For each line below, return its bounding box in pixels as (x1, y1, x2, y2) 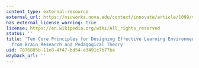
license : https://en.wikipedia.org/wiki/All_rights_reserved (6, 25, 161, 31)
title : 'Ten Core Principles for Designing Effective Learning (6, 36, 166, 42)
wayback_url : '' (6, 53, 46, 59)
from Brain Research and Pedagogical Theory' (11, 42, 126, 48)
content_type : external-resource (6, 8, 89, 15)
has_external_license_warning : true (6, 20, 97, 25)
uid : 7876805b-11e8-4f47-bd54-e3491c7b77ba (6, 47, 115, 53)
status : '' (6, 31, 33, 37)
